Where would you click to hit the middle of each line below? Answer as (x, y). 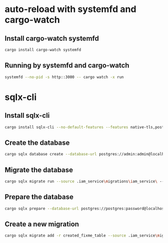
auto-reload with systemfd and (70, 9)
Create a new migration (42, 224)
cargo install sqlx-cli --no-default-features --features (66, 127)
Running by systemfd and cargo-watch (67, 65)
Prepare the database (39, 197)
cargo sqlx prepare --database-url (42, 208)
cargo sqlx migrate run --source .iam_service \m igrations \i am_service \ (81, 181)
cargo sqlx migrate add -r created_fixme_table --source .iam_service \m (82, 236)
